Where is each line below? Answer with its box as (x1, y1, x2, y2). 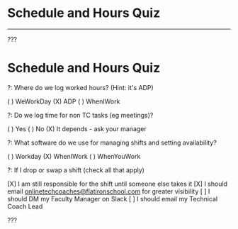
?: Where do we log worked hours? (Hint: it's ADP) (7, 83, 154, 91)
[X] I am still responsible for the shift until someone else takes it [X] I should (7, 179, 228, 188)
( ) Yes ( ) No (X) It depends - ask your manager (7, 124, 147, 133)
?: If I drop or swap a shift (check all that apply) (7, 165, 145, 174)
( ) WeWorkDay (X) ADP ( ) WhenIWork (7, 97, 120, 106)
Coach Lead (7, 202, 43, 211)
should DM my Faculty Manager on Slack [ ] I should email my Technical (7, 194, 218, 203)
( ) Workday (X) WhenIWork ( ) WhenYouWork (7, 152, 141, 160)
